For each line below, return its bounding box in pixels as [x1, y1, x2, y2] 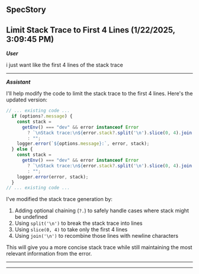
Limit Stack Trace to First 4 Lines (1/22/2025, [6, 25, 176, 35]
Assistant [6, 78, 31, 85]
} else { [11, 146, 33, 152]
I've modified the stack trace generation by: [6, 196, 113, 203]
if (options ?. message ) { [11, 113, 73, 119]
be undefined [14, 214, 48, 221]
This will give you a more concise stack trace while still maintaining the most [6, 244, 192, 251]
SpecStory [6, 5, 46, 15]
